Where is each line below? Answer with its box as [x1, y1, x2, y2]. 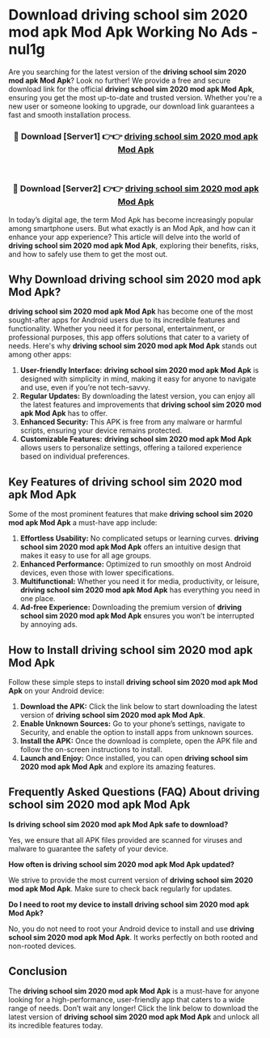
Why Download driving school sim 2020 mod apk [8, 272, 261, 286]
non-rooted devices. [8, 941, 77, 950]
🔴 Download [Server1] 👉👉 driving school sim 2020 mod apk [13, 130, 259, 142]
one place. [19, 594, 56, 604]
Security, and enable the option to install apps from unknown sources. [19, 727, 254, 737]
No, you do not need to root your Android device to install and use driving [8, 924, 255, 933]
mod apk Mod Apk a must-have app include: [8, 518, 158, 528]
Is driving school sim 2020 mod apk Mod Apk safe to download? [8, 819, 229, 829]
